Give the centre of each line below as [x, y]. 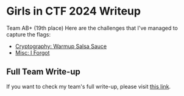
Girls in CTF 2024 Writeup [74, 11]
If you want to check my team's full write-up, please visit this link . [89, 86]
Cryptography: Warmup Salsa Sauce [61, 46]
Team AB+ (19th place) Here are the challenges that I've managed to [92, 28]
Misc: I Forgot [32, 52]
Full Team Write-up [44, 72]
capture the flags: [28, 34]
